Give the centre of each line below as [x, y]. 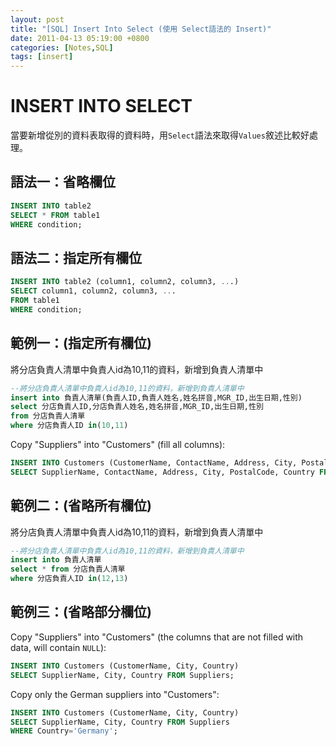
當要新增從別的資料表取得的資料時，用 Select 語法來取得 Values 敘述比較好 [160, 135]
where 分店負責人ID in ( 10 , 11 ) [69, 426]
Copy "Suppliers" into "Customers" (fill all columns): [118, 444]
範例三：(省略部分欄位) [81, 612]
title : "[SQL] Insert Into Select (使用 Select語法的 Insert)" [141, 29]
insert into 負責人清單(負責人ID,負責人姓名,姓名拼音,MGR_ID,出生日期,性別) [156, 397]
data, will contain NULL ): [58, 647]
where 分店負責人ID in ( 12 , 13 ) [69, 579]
